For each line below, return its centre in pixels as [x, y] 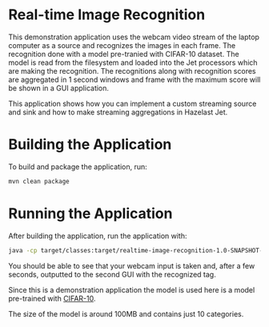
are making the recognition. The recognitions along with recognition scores [132, 71]
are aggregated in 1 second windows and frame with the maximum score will [134, 79]
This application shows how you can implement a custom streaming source [132, 103]
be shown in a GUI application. [59, 88]
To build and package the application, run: [78, 167]
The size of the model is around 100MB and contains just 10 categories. [126, 313]
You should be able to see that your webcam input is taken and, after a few [132, 265]
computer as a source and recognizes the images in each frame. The [122, 45]
